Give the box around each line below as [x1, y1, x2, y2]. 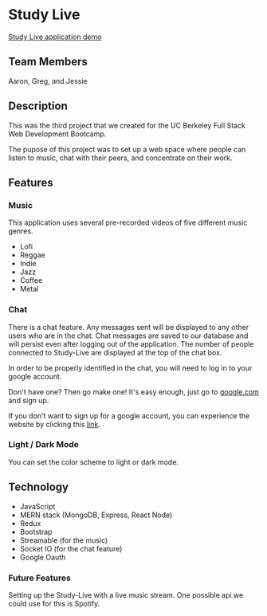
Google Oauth [19, 552, 66, 562]
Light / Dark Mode [8, 439, 80, 450]
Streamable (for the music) [19, 536, 108, 545]
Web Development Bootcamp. [8, 129, 107, 139]
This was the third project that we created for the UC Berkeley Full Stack [8, 120, 245, 130]
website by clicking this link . [8, 419, 101, 429]
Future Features [8, 572, 72, 583]
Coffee [19, 276, 43, 285]
